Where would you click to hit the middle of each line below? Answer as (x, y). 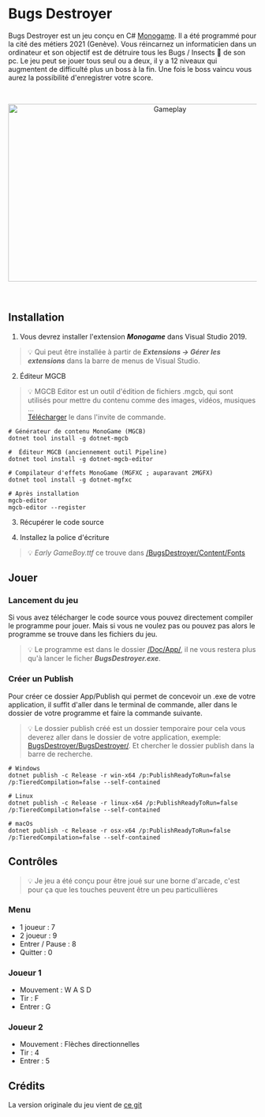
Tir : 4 (29, 1053)
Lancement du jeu (43, 601)
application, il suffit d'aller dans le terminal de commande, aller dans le (123, 704)
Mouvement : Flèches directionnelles (80, 1044)
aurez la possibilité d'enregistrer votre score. (81, 77)
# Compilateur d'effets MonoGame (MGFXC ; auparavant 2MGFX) (111, 473)
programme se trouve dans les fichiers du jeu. (83, 634)
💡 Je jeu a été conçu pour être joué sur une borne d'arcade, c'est (134, 880)
